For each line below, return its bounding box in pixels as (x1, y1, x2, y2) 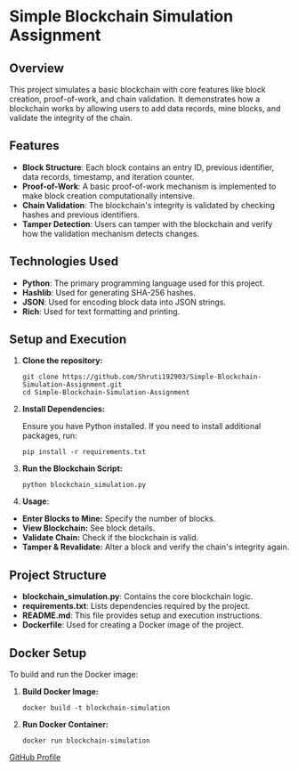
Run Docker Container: (21, 719, 109, 730)
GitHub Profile (9, 752, 61, 763)
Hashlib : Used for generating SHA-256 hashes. (21, 287, 196, 297)
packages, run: (21, 430, 77, 442)
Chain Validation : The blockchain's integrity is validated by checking (21, 199, 276, 210)
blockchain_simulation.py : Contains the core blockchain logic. (21, 591, 254, 602)
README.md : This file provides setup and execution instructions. (21, 610, 262, 621)
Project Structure (9, 567, 107, 582)
